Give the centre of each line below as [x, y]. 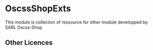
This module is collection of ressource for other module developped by [76, 22]
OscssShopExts [38, 9]
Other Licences [29, 43]
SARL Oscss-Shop [24, 27]
